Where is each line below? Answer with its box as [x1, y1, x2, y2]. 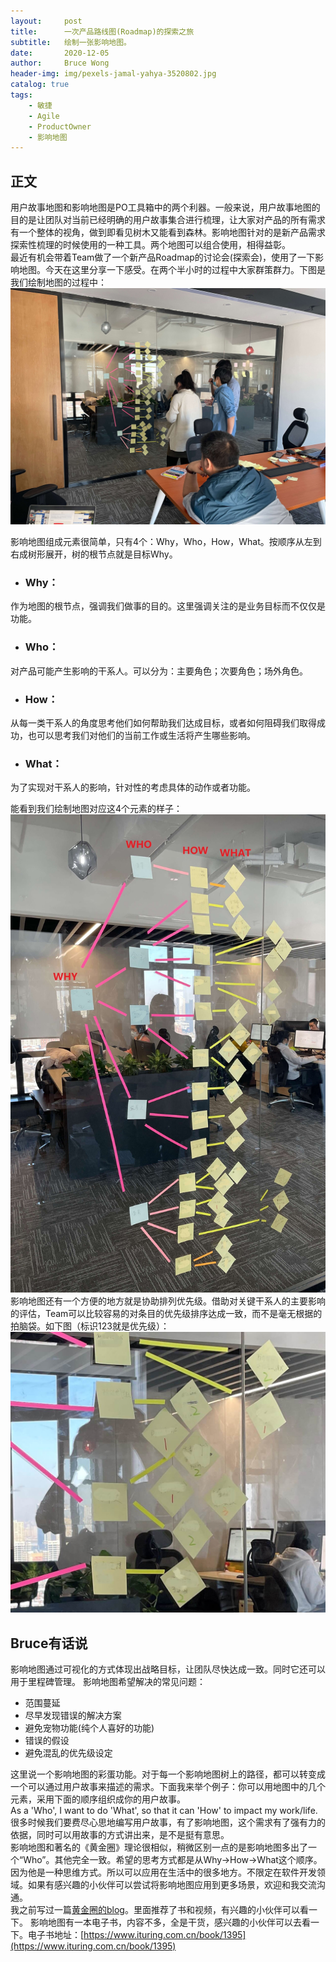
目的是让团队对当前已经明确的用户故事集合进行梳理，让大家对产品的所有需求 [10, 214, 326, 226]
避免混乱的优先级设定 [24, 1747, 113, 1759]
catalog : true [10, 80, 70, 90]
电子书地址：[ [27, 1929, 85, 1940]
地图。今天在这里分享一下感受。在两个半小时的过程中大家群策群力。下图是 [18, 264, 326, 276]
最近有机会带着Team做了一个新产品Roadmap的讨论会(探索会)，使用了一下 [10, 251, 316, 264]
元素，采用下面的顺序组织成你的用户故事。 [10, 1793, 186, 1805]
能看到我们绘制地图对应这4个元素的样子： [10, 803, 183, 815]
